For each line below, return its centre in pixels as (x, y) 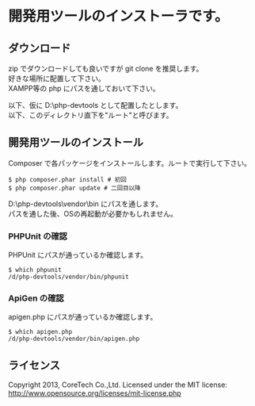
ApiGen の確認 (36, 298)
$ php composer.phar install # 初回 (67, 179)
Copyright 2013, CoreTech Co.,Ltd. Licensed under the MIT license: (118, 385)
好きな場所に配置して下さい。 (57, 79)
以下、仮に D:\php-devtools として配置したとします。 (95, 105)
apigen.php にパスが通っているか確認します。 (83, 317)
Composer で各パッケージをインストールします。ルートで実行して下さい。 (130, 163)
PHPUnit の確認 (38, 236)
